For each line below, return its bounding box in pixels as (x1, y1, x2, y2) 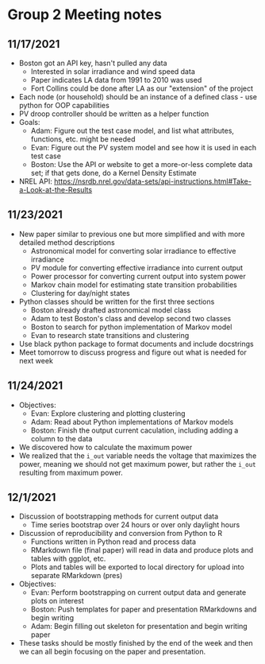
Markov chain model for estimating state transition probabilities (30, 280, 237, 289)
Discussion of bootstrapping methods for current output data (18, 511, 219, 522)
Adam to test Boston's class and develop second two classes (30, 313, 232, 323)
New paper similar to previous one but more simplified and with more (18, 229, 245, 239)
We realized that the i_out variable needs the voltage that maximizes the (18, 451, 257, 460)
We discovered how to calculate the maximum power (18, 442, 193, 452)
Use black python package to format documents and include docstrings (18, 339, 255, 348)
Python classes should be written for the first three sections (18, 297, 215, 306)
